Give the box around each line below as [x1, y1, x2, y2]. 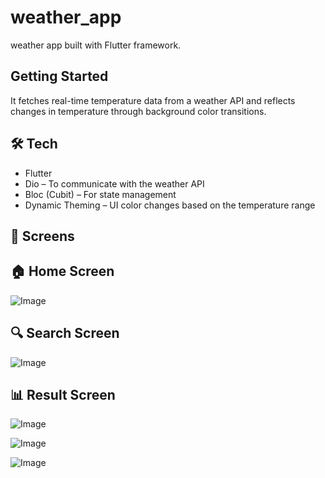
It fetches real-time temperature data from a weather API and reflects [10, 94, 296, 106]
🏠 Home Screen [10, 263, 115, 280]
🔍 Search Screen [10, 325, 120, 342]
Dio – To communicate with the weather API [24, 177, 205, 190]
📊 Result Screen [10, 386, 116, 403]
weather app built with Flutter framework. [10, 39, 182, 51]
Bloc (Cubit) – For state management [24, 188, 177, 200]
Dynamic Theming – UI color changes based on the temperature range [24, 199, 316, 211]
